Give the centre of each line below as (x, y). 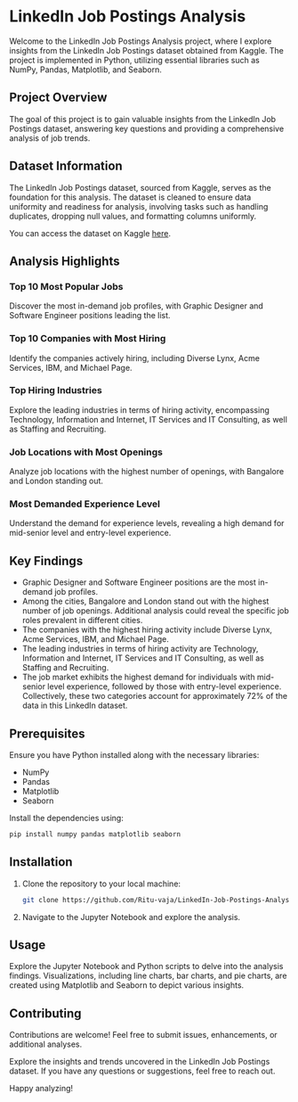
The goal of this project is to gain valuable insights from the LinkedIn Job (143, 119)
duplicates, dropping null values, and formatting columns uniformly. (133, 216)
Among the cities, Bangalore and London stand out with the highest (145, 601)
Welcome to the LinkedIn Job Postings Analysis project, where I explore (141, 41)
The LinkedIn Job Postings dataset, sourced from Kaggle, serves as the (140, 187)
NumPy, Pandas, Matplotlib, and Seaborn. (86, 70)
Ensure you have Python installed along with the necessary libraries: (134, 755)
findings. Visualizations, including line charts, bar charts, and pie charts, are (148, 976)
